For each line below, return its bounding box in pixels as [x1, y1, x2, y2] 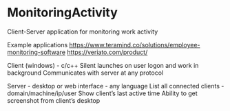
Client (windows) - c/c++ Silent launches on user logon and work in [7, 61, 199, 69]
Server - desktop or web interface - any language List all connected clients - [7, 82, 224, 90]
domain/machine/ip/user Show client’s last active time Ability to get [7, 89, 198, 97]
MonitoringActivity [7, 5, 118, 21]
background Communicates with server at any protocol [7, 69, 164, 77]
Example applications [7, 40, 68, 49]
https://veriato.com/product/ [66, 48, 148, 56]
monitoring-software [7, 48, 66, 56]
